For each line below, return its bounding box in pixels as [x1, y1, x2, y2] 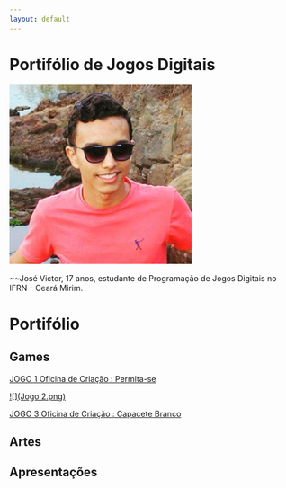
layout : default [9, 14, 70, 23]
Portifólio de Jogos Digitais [9, 54, 216, 75]
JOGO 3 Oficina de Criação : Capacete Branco [9, 408, 182, 419]
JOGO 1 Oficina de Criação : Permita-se [9, 373, 156, 384]
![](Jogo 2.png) [9, 391, 66, 402]
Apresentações [9, 465, 98, 480]
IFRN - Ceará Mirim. [9, 282, 84, 293]
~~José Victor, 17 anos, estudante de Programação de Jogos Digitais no [9, 272, 277, 283]
